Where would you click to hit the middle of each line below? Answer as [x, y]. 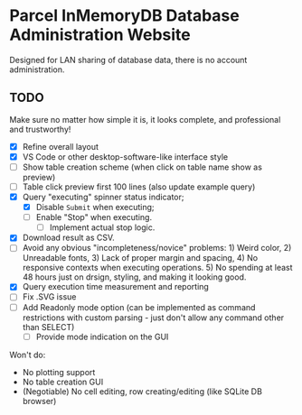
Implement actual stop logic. [102, 227]
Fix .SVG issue [49, 297]
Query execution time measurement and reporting [116, 287]
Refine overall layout [61, 146]
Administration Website [100, 35]
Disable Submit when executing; [95, 207]
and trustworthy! [40, 129]
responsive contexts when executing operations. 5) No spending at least [157, 268]
